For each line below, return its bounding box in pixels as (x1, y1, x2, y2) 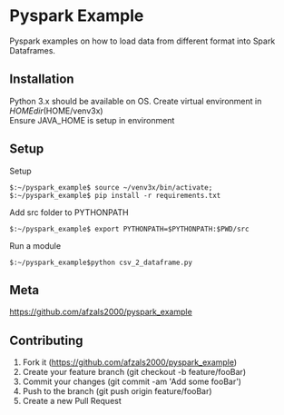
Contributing (9, 332, 83, 348)
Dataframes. (9, 44, 56, 55)
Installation (9, 72, 74, 87)
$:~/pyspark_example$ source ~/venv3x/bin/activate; (9, 183, 213, 192)
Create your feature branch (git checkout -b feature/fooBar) (22, 367, 247, 378)
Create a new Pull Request (22, 396, 122, 407)
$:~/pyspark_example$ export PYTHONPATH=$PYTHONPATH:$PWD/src (9, 224, 250, 233)
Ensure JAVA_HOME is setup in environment (9, 114, 175, 125)
